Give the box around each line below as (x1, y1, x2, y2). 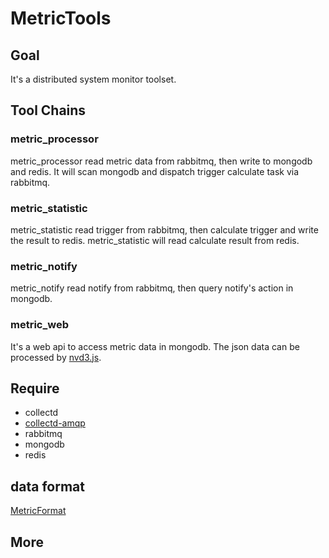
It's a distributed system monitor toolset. (10, 73, 177, 85)
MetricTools (10, 7, 112, 30)
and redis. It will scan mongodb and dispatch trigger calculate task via (10, 165, 300, 177)
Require (10, 380, 60, 397)
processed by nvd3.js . (10, 351, 102, 363)
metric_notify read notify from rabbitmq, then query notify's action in (10, 282, 294, 294)
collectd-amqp (24, 417, 86, 429)
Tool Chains (10, 102, 87, 119)
